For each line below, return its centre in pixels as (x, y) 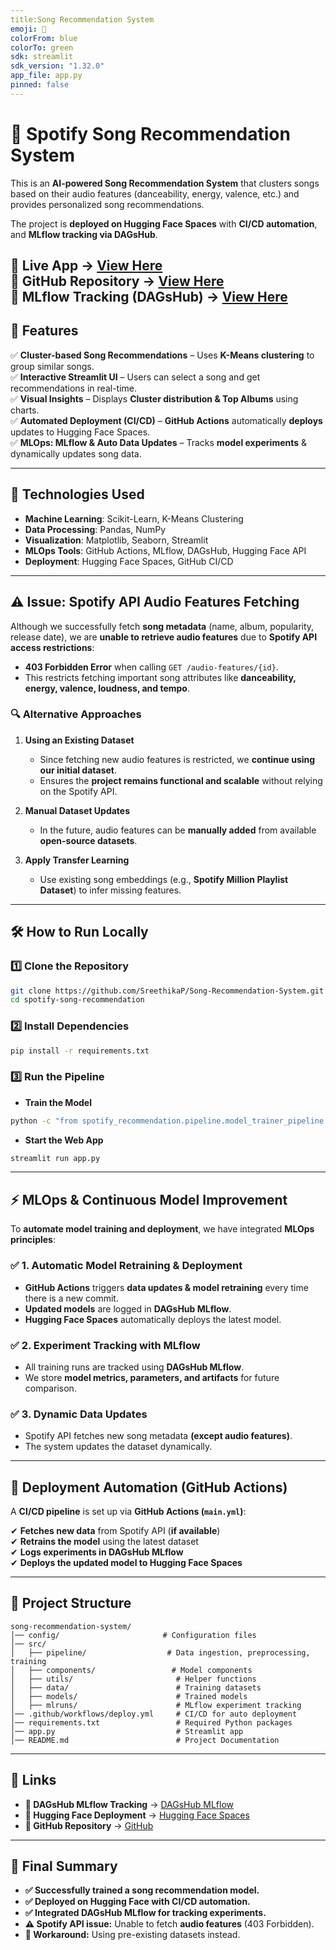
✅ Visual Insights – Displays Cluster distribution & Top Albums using (154, 398)
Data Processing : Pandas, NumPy (95, 529)
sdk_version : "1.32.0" (57, 66)
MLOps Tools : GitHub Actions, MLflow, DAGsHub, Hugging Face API (165, 550)
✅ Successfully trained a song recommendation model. (142, 1890)
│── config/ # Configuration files (133, 1635)
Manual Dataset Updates (77, 810)
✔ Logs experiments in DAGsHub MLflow (97, 1552)
